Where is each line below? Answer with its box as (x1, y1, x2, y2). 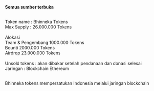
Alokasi (5, 34, 20, 40)
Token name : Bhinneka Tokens (5, 19, 68, 24)
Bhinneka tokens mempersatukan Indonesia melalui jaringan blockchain (5, 80, 149, 86)
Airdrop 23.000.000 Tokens (5, 50, 61, 56)
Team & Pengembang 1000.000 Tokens (5, 40, 85, 45)
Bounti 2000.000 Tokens (5, 45, 55, 50)
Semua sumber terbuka (5, 4, 54, 10)
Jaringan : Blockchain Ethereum (5, 66, 69, 71)
